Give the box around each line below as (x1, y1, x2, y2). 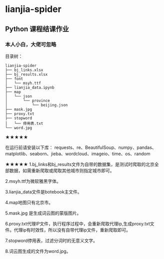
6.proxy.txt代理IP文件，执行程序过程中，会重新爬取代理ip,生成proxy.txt (5, 220, 151, 226)
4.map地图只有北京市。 (5, 199, 53, 205)
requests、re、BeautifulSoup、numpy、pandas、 (54, 144, 157, 150)
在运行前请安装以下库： (5, 144, 53, 150)
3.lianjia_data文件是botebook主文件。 (5, 188, 82, 194)
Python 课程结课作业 (5, 24, 69, 33)
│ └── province (5, 98, 50, 103)
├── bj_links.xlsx (5, 67, 43, 72)
